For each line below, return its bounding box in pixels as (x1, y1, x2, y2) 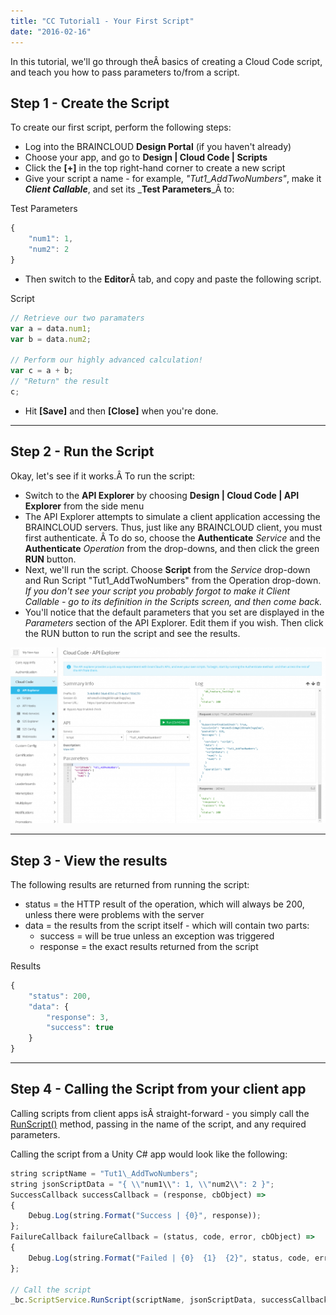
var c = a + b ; (10, 366, 74, 376)
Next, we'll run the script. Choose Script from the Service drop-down (24, 563, 311, 575)
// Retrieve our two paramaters (10, 313, 145, 323)
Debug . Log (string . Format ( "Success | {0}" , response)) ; (28, 1211, 262, 1221)
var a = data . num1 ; (10, 323, 92, 334)
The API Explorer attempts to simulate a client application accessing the (24, 510, 321, 522)
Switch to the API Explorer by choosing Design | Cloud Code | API (24, 489, 300, 501)
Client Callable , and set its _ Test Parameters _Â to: (24, 183, 235, 195)
